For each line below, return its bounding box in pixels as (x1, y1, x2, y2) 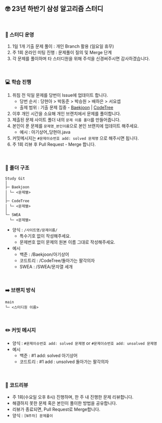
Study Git (5, 176, 26, 181)
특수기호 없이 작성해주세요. (19, 233, 71, 239)
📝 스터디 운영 (5, 31, 34, 38)
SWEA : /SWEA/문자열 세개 (19, 264, 73, 270)
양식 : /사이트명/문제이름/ (12, 227, 58, 233)
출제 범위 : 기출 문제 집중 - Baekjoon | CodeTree (19, 105, 114, 111)
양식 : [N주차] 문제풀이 (12, 412, 53, 418)
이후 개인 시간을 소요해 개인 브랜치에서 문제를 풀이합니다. (12, 111, 121, 117)
